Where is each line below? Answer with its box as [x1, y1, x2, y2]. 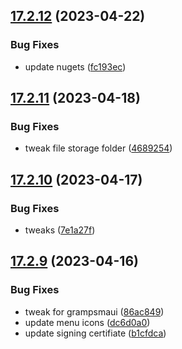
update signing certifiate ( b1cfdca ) [24, 327, 167, 339]
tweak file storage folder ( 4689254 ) [24, 142, 173, 154]
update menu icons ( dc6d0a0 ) [24, 316, 151, 328]
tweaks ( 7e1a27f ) [24, 224, 96, 236]
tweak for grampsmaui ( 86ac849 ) [24, 305, 165, 318]
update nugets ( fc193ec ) [24, 60, 127, 73]
